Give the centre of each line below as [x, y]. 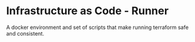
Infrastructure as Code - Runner [88, 11]
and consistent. [25, 33]
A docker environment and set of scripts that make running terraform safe [97, 27]
